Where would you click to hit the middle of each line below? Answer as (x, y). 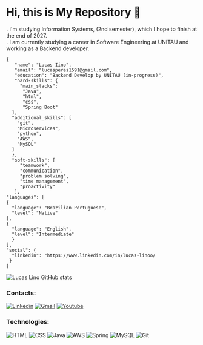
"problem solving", (44, 176)
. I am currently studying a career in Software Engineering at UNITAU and (98, 42)
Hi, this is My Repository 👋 (74, 12)
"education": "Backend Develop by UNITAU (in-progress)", (89, 75)
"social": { (21, 250)
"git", (25, 123)
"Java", (32, 91)
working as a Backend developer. (48, 48)
